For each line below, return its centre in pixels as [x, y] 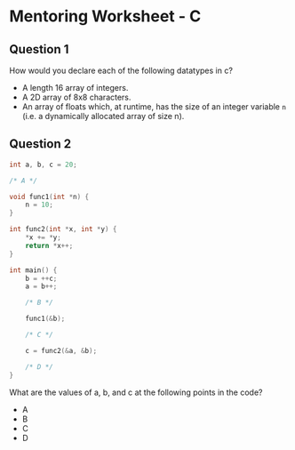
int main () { [33, 270]
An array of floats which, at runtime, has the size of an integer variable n [154, 107]
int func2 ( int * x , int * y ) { [63, 229]
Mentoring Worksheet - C [105, 16]
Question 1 [39, 49]
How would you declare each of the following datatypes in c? [121, 70]
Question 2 [40, 144]
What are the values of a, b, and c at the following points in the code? [136, 392]
